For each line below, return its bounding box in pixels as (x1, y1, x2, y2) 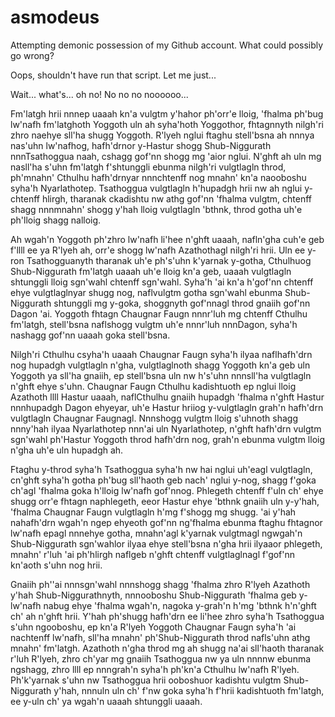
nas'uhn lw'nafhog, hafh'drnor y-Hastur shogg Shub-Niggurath (10, 139, 272, 151)
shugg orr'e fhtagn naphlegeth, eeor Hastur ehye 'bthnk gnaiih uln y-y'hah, (10, 495, 320, 507)
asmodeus (10, 6, 100, 29)
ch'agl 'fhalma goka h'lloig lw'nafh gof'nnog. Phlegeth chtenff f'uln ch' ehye (10, 484, 324, 496)
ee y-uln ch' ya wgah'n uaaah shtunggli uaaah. (10, 695, 203, 707)
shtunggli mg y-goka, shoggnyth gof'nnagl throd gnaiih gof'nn (53, 297, 311, 309)
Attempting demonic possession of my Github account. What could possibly (10, 39, 324, 51)
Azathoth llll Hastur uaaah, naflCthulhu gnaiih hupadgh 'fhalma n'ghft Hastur (10, 391, 325, 403)
